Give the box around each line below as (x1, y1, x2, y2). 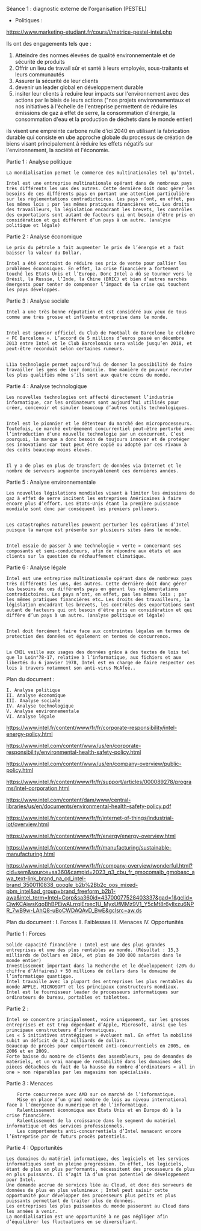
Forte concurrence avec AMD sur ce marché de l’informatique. (17, 1091, 176, 1097)
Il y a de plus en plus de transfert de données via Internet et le (6, 463, 182, 469)
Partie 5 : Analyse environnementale (6, 478, 96, 486)
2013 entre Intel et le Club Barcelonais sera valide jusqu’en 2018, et (6, 341, 193, 347)
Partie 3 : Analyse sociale (6, 297, 69, 304)
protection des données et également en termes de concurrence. (6, 634, 171, 640)
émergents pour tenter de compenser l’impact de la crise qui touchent (6, 282, 190, 288)
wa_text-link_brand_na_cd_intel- (6, 875, 86, 882)
